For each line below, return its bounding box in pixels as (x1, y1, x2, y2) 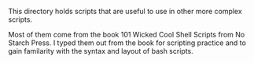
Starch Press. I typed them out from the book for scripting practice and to (8, 38, 246, 47)
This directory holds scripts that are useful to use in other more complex (8, 7, 242, 16)
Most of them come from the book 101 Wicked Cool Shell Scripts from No (8, 30, 245, 39)
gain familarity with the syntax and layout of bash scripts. (8, 47, 194, 55)
